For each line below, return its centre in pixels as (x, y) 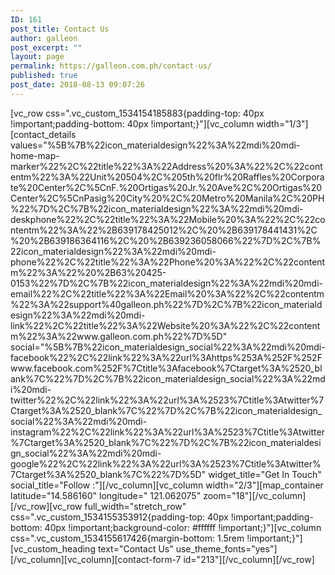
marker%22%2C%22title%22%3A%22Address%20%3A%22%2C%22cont (166, 166)
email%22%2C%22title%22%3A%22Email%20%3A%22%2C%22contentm (167, 293)
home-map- (35, 155)
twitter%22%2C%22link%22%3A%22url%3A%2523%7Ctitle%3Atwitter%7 (167, 400)
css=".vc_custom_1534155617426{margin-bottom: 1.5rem (127, 538)
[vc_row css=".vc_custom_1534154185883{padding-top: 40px (137, 113)
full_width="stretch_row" (135, 506)
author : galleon (44, 38)
